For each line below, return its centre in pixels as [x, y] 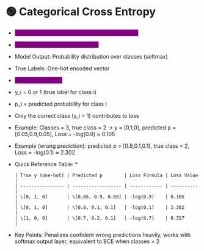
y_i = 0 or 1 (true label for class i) [56, 92]
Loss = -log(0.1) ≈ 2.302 [45, 152]
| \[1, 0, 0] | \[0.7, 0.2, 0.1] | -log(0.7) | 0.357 [99, 218]
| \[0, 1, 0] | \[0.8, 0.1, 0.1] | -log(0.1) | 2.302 [99, 207]
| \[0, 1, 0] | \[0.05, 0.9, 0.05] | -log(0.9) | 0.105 [99, 197]
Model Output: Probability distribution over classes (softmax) [91, 56]
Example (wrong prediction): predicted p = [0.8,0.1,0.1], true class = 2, [102, 146]
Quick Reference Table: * [46, 164]
